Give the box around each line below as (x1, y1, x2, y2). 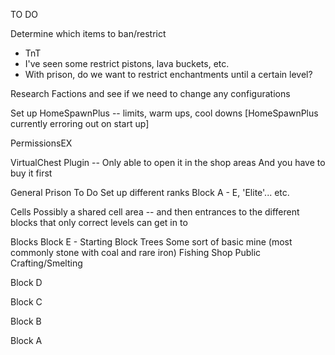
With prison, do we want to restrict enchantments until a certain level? (24, 69, 313, 80)
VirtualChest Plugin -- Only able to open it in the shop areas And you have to (10, 157, 326, 168)
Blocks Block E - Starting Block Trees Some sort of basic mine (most (10, 236, 293, 248)
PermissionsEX (10, 137, 73, 149)
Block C (10, 296, 43, 308)
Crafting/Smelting (10, 257, 83, 269)
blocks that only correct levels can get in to (10, 217, 188, 228)
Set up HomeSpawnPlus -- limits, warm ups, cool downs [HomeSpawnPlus (10, 107, 319, 119)
